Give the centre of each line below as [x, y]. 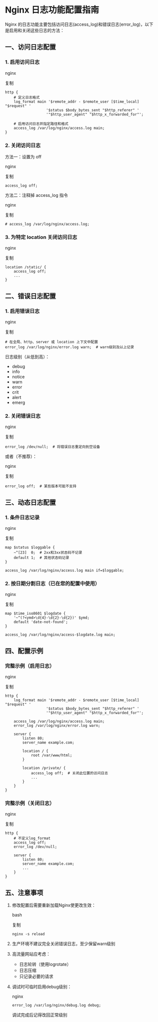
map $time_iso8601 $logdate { [36, 614]
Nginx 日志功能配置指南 [52, 10]
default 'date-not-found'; [41, 622]
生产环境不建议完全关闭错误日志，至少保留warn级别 [64, 943]
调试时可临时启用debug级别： [42, 987]
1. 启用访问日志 [22, 62]
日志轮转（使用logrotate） [45, 964]
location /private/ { [44, 768]
